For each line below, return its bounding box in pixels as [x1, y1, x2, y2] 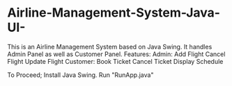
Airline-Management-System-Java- [7, 5, 221, 21]
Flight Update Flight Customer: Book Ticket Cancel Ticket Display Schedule [7, 57, 224, 65]
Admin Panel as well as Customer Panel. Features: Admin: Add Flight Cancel [7, 50, 226, 58]
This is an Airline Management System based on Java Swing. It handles [7, 42, 212, 51]
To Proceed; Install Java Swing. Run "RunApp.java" [7, 71, 154, 79]
